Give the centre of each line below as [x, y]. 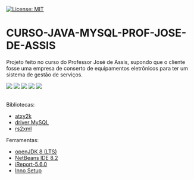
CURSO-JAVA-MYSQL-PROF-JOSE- [96, 33]
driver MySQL [32, 122]
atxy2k [23, 116]
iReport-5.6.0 [31, 164]
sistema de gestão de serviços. [45, 75]
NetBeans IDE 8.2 [36, 157]
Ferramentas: [23, 140]
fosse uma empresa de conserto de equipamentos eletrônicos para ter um [97, 68]
